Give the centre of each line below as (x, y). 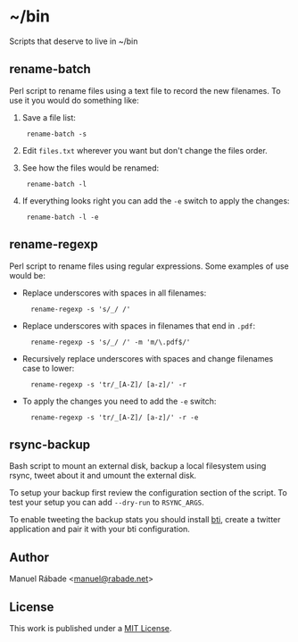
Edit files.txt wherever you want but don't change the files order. (145, 150)
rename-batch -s (57, 134)
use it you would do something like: (74, 100)
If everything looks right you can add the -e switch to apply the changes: (156, 200)
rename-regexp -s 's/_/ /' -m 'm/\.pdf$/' (111, 342)
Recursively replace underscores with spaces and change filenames (148, 358)
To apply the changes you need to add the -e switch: (119, 401)
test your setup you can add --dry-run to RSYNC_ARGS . (107, 503)
